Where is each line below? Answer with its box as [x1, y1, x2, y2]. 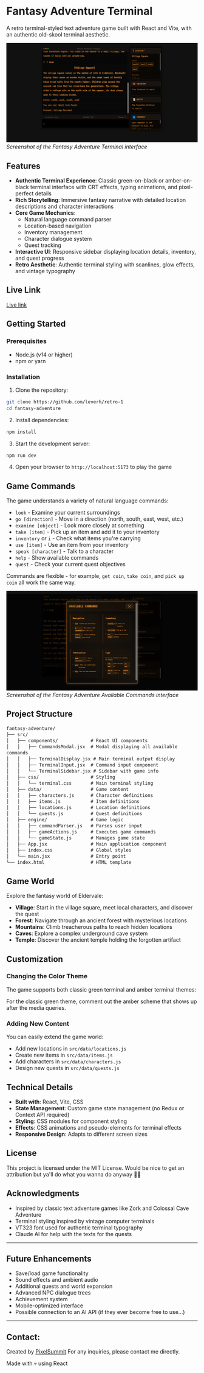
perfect [15, 190, 34, 197]
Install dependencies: [15, 416, 69, 423]
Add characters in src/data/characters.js [15, 1058, 121, 1065]
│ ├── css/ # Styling [6, 774, 115, 780]
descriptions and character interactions [15, 203, 114, 210]
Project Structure [6, 709, 73, 719]
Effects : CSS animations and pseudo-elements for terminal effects [15, 1124, 182, 1131]
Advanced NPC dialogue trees [15, 1289, 91, 1296]
